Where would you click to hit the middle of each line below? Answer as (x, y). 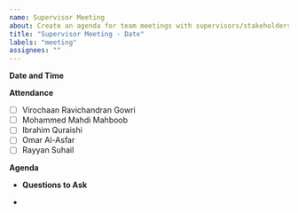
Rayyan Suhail (48, 150)
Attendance (31, 93)
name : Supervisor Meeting (57, 17)
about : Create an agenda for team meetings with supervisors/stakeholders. (152, 26)
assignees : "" (35, 51)
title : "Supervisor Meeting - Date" (77, 34)
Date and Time (37, 75)
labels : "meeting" (43, 42)
